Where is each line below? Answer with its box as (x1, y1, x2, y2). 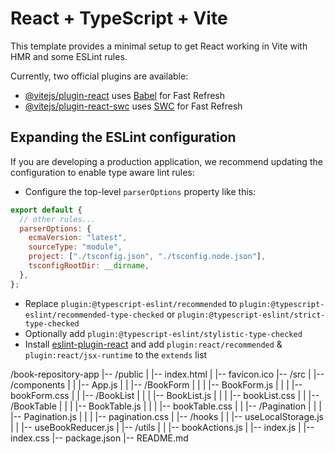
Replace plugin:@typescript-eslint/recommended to (24, 297, 238, 309)
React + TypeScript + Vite (10, 7, 228, 30)
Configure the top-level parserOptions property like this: (24, 185, 257, 197)
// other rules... (19, 214, 97, 224)
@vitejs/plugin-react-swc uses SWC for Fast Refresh (24, 100, 243, 112)
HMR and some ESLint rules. (10, 50, 128, 62)
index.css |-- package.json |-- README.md (10, 432, 189, 444)
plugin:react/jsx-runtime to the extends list (24, 348, 208, 361)
